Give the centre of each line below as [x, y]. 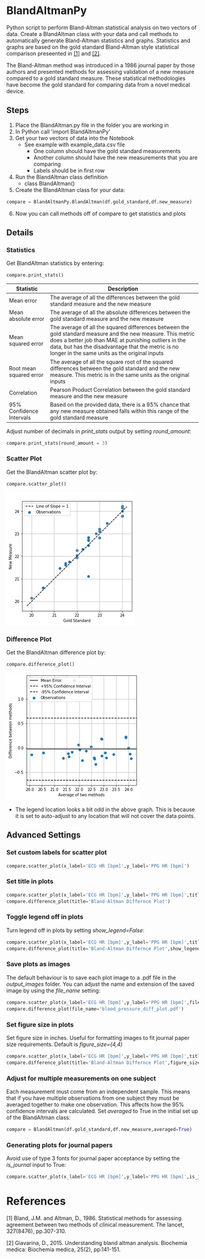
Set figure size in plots [40, 1024]
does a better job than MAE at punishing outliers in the [118, 340]
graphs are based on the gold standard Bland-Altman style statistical [92, 47]
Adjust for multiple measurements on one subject [81, 1078]
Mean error [23, 301]
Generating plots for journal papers [59, 1145]
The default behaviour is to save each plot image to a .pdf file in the [91, 977]
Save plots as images [38, 964]
